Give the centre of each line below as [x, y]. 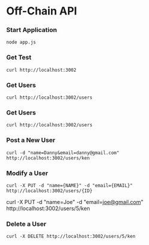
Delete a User [26, 224]
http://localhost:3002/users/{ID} [50, 191]
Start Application [32, 30]
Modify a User [27, 173]
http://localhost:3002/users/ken [48, 158]
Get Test [19, 57]
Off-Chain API [42, 11]
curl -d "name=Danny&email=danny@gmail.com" [63, 153]
